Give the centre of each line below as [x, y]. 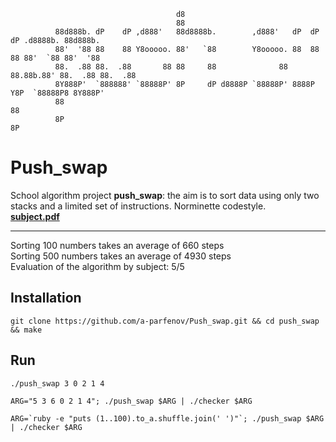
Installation [46, 298]
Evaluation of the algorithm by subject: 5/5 [97, 266]
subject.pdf [35, 216]
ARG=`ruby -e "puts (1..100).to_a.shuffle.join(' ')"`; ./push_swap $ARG [167, 419]
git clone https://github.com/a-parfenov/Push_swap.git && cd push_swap [165, 321]
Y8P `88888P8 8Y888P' [57, 93]
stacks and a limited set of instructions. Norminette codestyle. [138, 206]
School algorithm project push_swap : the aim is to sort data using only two [165, 195]
